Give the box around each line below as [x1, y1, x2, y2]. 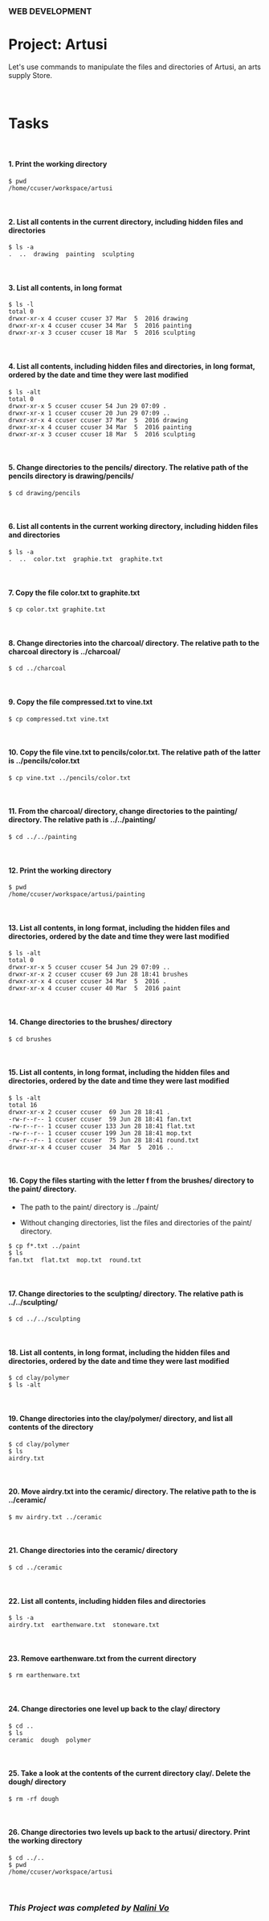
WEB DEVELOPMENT [8, 6, 92, 17]
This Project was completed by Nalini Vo [8, 1902, 169, 1913]
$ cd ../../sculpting [8, 1315, 81, 1324]
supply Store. [8, 70, 53, 80]
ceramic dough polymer [8, 1736, 92, 1744]
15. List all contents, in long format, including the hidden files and [8, 1068, 230, 1077]
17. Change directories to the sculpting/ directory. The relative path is [8, 1288, 244, 1298]
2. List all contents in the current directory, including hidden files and [8, 217, 243, 226]
